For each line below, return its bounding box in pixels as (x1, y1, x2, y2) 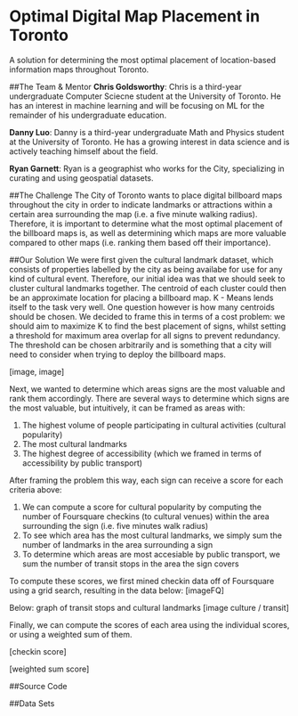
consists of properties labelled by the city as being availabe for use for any (9, 264, 283, 274)
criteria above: (9, 484, 62, 495)
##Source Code (9, 680, 68, 691)
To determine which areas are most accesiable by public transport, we (21, 549, 280, 559)
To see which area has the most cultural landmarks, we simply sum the (21, 530, 283, 541)
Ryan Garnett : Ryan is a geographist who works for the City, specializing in (9, 163, 285, 174)
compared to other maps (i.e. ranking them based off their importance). (9, 237, 271, 248)
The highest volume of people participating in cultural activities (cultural (21, 419, 286, 430)
